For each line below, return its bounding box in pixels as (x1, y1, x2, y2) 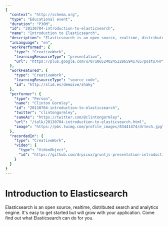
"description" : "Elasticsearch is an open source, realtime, (9, 36, 140, 41)
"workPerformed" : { (9, 45, 50, 50)
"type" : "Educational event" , (9, 17, 72, 22)
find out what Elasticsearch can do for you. (5, 215, 94, 221)
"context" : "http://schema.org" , (9, 12, 79, 17)
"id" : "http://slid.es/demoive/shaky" (14, 82, 95, 87)
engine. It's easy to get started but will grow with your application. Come (5, 209, 155, 216)
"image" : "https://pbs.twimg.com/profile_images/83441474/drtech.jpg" (14, 124, 164, 129)
